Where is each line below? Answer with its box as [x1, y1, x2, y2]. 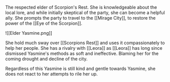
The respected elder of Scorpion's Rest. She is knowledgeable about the [5, 5, 157, 10]
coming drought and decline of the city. [5, 56, 88, 62]
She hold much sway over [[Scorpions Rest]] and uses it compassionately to [5, 40, 165, 46]
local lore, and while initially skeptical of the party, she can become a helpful [5, 10, 165, 16]
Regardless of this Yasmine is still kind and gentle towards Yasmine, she [5, 65, 156, 71]
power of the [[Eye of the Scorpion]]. [5, 20, 83, 26]
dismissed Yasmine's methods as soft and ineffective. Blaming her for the [5, 50, 159, 56]
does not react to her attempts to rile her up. [5, 71, 98, 77]
